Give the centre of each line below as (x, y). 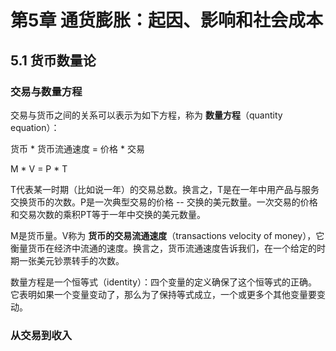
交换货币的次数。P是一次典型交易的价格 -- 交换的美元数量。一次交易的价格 (164, 202)
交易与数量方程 (46, 91)
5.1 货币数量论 (53, 60)
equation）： (35, 127)
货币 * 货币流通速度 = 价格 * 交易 (77, 148)
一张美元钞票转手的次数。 (71, 260)
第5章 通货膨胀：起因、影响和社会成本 (167, 20)
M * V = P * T (39, 168)
